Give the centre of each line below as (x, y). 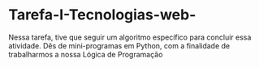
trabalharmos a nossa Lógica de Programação (86, 54)
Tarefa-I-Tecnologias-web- (102, 15)
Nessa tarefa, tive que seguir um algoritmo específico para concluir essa (130, 37)
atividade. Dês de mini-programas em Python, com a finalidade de (119, 45)
